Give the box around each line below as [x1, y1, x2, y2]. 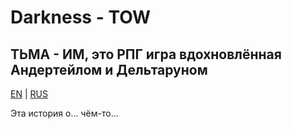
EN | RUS [10, 88, 48, 100]
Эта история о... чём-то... [10, 107, 119, 119]
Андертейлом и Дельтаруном [10, 61, 208, 78]
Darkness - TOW [10, 6, 152, 29]
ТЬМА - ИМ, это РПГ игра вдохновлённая [10, 46, 282, 63]
